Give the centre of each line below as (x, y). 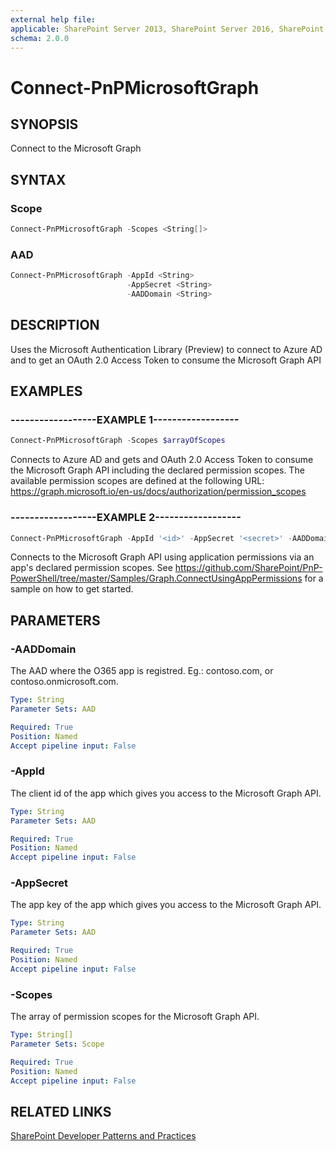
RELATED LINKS (61, 1111)
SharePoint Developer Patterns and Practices (103, 1136)
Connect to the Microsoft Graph (76, 148)
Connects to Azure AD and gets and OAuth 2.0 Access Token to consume (162, 460)
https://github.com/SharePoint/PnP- (248, 568)
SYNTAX (38, 179)
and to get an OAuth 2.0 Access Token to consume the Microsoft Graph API (166, 360)
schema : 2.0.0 (40, 38)
